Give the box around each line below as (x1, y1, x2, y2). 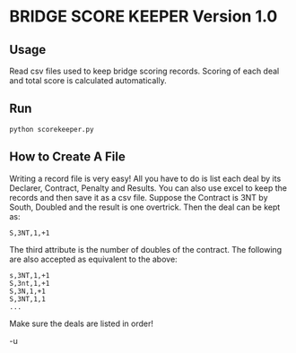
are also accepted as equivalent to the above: (9, 254, 178, 264)
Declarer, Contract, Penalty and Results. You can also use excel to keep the (9, 182, 287, 194)
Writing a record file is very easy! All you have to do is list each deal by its (9, 173, 282, 184)
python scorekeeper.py (9, 125, 94, 133)
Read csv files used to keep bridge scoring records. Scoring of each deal (9, 65, 280, 76)
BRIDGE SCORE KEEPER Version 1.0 (9, 6, 278, 27)
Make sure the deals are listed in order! (9, 318, 154, 329)
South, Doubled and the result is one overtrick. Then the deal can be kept (9, 202, 281, 212)
